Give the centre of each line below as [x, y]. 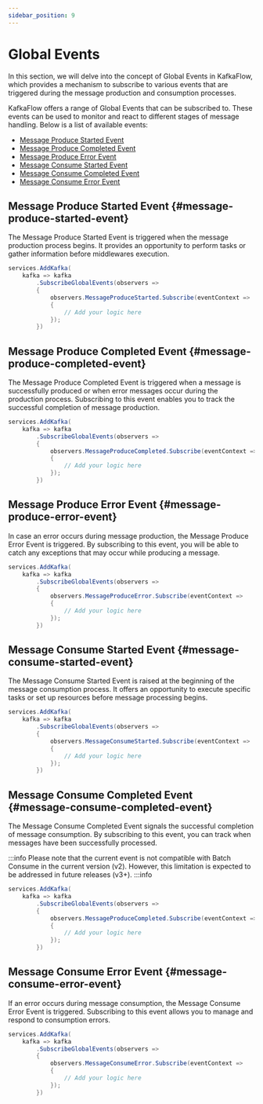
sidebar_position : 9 [42, 15]
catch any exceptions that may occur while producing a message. [114, 552]
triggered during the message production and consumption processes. [122, 93]
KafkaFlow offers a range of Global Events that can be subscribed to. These [130, 108]
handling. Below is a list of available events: [78, 124]
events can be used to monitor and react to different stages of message [124, 116]
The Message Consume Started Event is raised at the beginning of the [121, 681]
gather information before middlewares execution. [89, 254]
